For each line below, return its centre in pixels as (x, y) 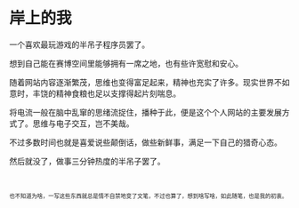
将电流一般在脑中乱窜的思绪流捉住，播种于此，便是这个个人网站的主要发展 (145, 112)
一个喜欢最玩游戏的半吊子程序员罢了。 (79, 44)
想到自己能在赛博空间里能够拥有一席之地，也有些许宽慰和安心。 (126, 63)
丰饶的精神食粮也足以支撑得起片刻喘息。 (106, 93)
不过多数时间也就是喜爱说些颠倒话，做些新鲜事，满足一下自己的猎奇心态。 (145, 142)
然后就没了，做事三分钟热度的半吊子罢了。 (87, 161)
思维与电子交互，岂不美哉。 (83, 123)
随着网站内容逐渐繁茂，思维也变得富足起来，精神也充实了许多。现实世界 (141, 82)
